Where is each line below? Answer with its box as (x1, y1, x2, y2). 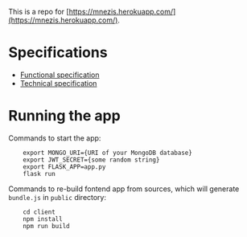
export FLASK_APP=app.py (23, 162, 106, 171)
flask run (23, 170, 56, 178)
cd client (23, 208, 56, 216)
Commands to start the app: (8, 133, 101, 143)
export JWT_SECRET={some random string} (23, 156, 160, 164)
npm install (23, 215, 63, 223)
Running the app (8, 107, 121, 125)
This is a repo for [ (8, 7, 70, 16)
